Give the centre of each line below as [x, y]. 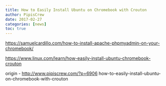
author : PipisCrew [25, 15]
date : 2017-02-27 [24, 19]
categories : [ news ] [26, 24]
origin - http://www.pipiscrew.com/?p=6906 [51, 73]
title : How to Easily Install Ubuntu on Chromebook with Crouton [76, 10]
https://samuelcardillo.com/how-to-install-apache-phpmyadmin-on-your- [83, 43]
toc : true [16, 29]
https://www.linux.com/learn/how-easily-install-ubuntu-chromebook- [78, 58]
